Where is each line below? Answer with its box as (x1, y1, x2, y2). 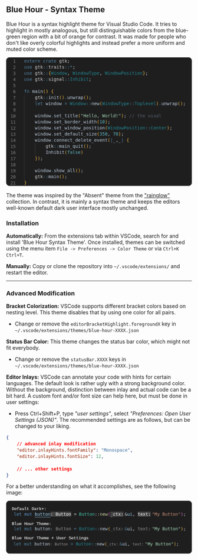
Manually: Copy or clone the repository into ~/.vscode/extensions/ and (6, 262, 180, 269)
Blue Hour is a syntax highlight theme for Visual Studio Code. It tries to (6, 20, 177, 27)
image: (6, 489, 23, 496)
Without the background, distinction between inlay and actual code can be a (6, 386, 192, 393)
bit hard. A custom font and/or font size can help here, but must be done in (6, 392, 187, 399)
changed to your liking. (14, 422, 71, 430)
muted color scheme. (6, 45, 58, 53)
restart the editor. (6, 269, 48, 276)
